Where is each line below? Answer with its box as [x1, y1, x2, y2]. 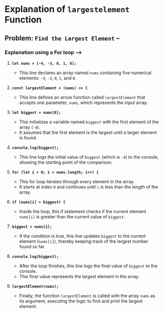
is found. [19, 134, 38, 140]
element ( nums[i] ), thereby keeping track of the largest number [19, 238, 149, 244]
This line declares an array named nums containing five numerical [19, 70, 152, 76]
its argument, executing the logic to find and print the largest [19, 298, 143, 304]
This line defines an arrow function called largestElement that [19, 94, 146, 100]
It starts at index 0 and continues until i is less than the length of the [19, 184, 159, 190]
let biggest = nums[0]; [11, 110, 61, 115]
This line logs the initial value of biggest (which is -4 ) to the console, [19, 154, 159, 160]
